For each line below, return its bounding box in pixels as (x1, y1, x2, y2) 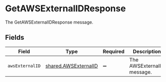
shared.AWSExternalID (45, 62, 98, 69)
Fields (5, 33, 25, 42)
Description (132, 48, 162, 55)
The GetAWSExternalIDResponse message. (5, 19, 93, 25)
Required (103, 48, 125, 55)
